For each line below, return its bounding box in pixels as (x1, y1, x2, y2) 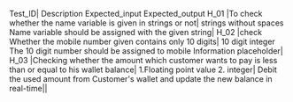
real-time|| (9, 84, 48, 93)
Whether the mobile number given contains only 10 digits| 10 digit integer (9, 36, 276, 47)
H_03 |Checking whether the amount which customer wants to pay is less (9, 55, 278, 65)
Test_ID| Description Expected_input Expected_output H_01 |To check (9, 9, 263, 18)
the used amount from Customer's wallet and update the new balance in (9, 74, 273, 84)
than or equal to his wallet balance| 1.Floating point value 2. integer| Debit (9, 64, 277, 75)
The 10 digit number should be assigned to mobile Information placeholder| (9, 46, 283, 56)
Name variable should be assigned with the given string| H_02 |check (9, 27, 263, 37)
